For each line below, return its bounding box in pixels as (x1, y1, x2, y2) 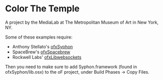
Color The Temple (5, 3, 80, 14)
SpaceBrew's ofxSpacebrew (12, 49, 71, 55)
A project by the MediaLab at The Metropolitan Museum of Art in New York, (5, 19, 159, 25)
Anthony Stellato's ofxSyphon (12, 43, 73, 49)
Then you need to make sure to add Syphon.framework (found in (5, 64, 137, 70)
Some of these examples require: (5, 34, 73, 40)
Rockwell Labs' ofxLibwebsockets (12, 54, 81, 60)
